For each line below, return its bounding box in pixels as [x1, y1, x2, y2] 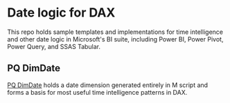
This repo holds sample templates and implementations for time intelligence [7, 28, 224, 36]
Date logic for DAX [7, 5, 116, 21]
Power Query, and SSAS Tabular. [7, 42, 101, 50]
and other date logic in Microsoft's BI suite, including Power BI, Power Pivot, [7, 35, 224, 43]
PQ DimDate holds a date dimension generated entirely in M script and [7, 81, 209, 89]
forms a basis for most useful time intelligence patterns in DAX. [7, 88, 188, 96]
